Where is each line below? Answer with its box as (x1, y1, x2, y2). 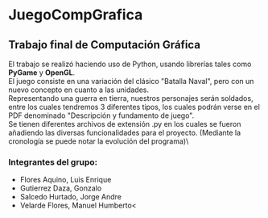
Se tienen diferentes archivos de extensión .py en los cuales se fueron (8, 119, 241, 128)
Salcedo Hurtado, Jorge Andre (19, 192, 122, 202)
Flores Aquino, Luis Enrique (19, 175, 112, 185)
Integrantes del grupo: (8, 156, 98, 167)
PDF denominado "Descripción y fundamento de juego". (8, 111, 195, 120)
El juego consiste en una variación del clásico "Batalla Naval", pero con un (8, 77, 254, 86)
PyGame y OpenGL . (8, 68, 76, 78)
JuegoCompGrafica (8, 6, 143, 24)
